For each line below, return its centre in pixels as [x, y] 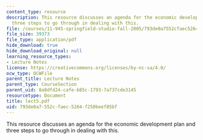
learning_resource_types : [39, 56]
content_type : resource [36, 12]
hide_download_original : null [44, 51]
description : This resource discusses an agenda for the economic [92, 17]
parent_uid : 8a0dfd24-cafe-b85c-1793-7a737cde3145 [71, 90]
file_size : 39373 [28, 34]
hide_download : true [32, 46]
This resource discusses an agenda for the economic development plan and [101, 124]
